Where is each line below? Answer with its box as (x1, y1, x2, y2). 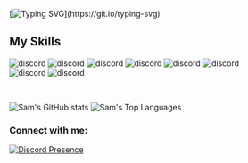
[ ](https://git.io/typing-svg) (9, 9, 161, 19)
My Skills (9, 34, 62, 49)
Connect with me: (9, 124, 88, 136)
